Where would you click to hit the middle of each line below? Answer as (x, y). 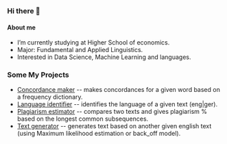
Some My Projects (38, 75)
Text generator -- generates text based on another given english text (114, 126)
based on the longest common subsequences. (83, 119)
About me (22, 27)
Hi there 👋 (24, 11)
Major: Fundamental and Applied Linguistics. (80, 50)
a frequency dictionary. (50, 97)
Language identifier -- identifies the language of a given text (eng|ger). (117, 104)
